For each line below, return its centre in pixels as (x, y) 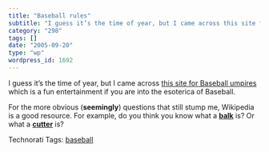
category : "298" (35, 30)
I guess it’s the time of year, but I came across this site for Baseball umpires (132, 83)
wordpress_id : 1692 (41, 61)
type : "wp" (26, 53)
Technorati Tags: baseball (51, 139)
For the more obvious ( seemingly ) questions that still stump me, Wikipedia (131, 107)
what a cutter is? (36, 124)
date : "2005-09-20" (41, 46)
